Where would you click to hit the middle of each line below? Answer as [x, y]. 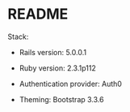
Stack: [18, 37]
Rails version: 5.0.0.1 [52, 52]
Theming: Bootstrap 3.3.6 [61, 99]
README [38, 14]
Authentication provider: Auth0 [71, 84]
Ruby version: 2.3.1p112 [57, 68]
